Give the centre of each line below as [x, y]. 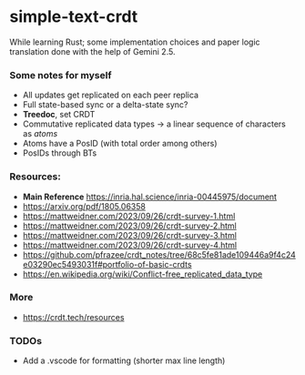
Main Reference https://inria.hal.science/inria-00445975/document [150, 197]
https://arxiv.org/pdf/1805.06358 [84, 206]
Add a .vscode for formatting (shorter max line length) [124, 360]
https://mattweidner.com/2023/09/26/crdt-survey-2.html [129, 226]
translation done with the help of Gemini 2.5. [92, 51]
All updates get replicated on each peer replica [110, 95]
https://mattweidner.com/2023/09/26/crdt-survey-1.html [129, 216]
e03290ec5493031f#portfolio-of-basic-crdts [107, 264]
